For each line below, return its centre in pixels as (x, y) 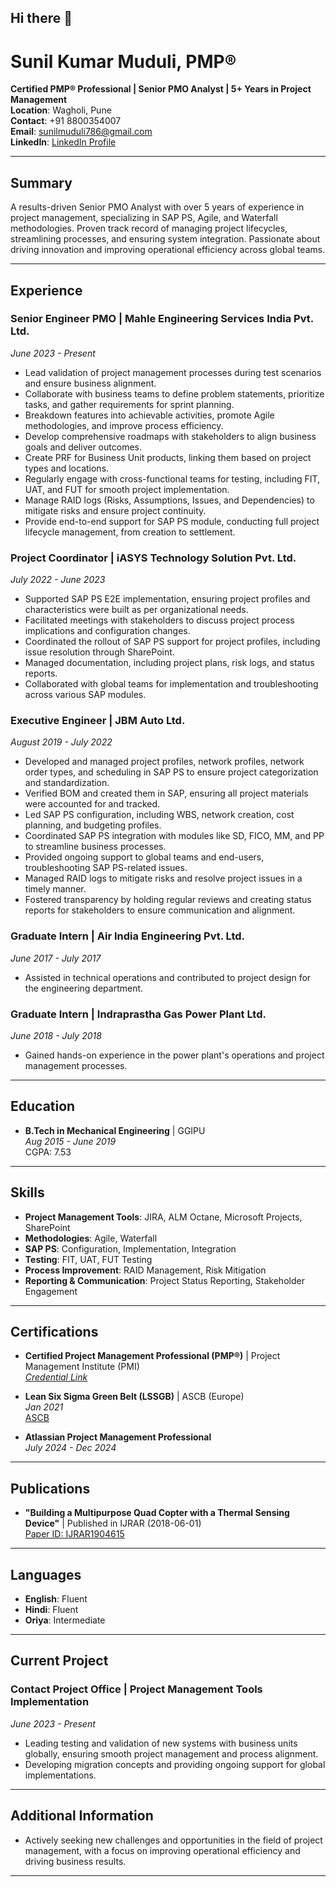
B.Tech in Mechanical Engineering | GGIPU (115, 1130)
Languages (46, 1574)
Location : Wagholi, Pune (61, 110)
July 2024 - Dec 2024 (70, 1448)
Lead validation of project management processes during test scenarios (173, 372)
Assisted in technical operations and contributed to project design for (168, 977)
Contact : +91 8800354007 (66, 121)
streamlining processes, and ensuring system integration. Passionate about (165, 239)
